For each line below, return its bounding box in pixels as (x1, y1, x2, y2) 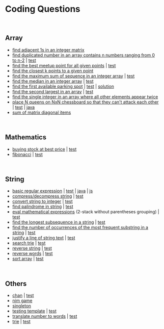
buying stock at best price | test (12, 146, 77, 152)
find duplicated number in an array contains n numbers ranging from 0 (12, 52, 155, 58)
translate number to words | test (12, 313, 78, 319)
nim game (12, 298, 33, 304)
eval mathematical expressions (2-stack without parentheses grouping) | (12, 209, 160, 215)
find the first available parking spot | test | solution (12, 83, 114, 89)
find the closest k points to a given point (12, 68, 94, 74)
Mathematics (5, 133, 47, 142)
